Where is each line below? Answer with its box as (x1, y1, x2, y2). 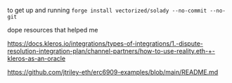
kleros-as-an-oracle (7, 54, 65, 63)
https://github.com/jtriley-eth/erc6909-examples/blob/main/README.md (7, 68, 219, 76)
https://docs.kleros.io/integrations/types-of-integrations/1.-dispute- (7, 39, 204, 48)
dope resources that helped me (7, 26, 98, 34)
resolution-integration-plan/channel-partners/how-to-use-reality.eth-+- (7, 47, 216, 55)
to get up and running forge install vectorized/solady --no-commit (7, 6, 207, 14)
